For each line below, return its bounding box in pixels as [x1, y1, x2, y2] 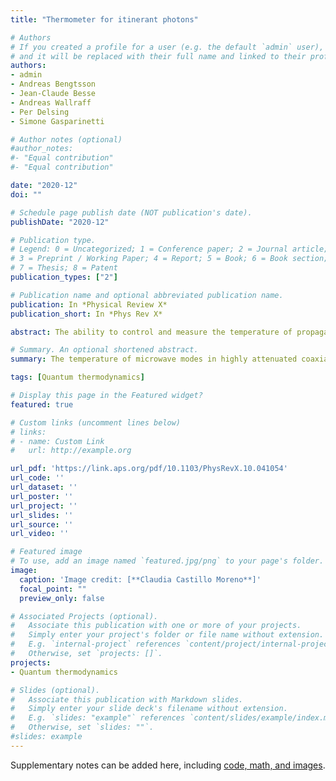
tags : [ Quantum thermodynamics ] [10, 372, 145, 383]
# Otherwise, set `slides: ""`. [10, 722, 155, 733]
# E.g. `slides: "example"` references [10, 713, 186, 723]
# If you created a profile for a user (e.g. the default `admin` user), [10, 42, 325, 52]
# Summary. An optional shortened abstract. [10, 345, 199, 355]
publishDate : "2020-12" [10, 217, 110, 227]
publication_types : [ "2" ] [10, 272, 118, 282]
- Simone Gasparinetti [10, 116, 105, 126]
